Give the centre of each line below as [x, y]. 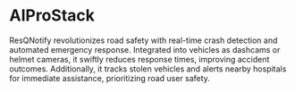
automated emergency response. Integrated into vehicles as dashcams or [145, 49]
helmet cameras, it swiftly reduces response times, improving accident [139, 59]
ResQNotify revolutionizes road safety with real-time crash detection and [143, 40]
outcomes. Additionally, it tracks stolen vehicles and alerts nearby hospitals [148, 69]
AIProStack [52, 16]
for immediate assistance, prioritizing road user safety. [110, 78]
